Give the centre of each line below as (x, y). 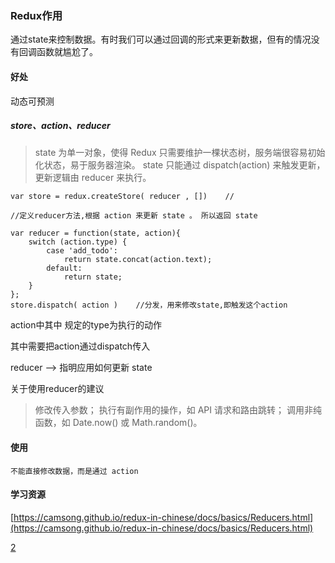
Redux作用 (36, 15)
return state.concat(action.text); (138, 260)
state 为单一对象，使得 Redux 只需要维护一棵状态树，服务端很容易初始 (180, 153)
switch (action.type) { (78, 242)
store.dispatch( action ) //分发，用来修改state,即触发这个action (149, 305)
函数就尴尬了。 (67, 52)
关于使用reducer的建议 (57, 389)
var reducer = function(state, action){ (96, 233)
